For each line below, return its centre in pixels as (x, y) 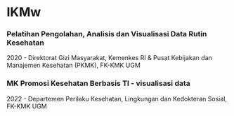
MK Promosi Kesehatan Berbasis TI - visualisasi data (98, 83)
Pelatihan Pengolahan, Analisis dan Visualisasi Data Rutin (107, 34)
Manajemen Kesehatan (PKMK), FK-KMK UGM (74, 65)
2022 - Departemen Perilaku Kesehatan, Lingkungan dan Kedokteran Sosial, (117, 99)
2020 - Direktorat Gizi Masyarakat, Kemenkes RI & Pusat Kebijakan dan (109, 58)
